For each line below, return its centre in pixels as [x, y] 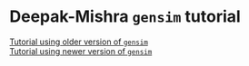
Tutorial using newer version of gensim [81, 51]
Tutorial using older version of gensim [79, 42]
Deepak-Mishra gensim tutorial [125, 17]
